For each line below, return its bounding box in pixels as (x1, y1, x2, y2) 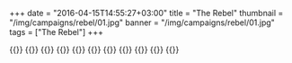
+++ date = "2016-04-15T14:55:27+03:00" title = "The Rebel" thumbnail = (9, 8, 284, 18)
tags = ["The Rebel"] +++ (9, 27, 104, 37)
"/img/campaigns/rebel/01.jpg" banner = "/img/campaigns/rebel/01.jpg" (9, 17, 276, 28)
